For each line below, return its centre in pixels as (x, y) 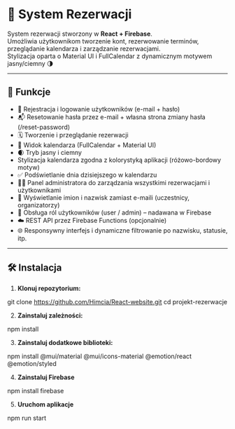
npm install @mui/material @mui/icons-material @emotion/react (100, 356)
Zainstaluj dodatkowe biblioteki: (65, 342)
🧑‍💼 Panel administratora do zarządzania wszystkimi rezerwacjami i (114, 182)
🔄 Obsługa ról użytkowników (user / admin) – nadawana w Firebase (114, 212)
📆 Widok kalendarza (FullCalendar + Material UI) (87, 145)
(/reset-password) (44, 127)
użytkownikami (39, 190)
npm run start (27, 418)
